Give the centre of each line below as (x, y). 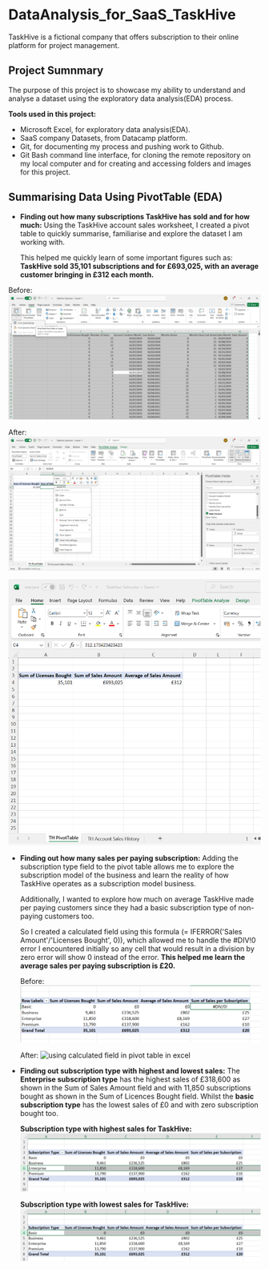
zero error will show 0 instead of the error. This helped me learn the (132, 958)
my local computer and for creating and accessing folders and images (135, 163)
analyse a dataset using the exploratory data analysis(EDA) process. (121, 98)
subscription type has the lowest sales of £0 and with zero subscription (139, 1105)
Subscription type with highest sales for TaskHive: (106, 1129)
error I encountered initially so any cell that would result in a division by (137, 949)
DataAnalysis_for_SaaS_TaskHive (122, 15)
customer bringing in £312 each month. (87, 275)
